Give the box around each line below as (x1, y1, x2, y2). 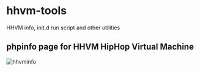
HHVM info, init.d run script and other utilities (6, 24, 120, 31)
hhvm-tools (6, 4, 67, 18)
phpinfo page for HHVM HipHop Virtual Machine (6, 42, 194, 52)
